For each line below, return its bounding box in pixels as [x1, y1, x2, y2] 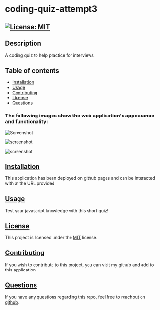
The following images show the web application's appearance [5, 112, 155, 119]
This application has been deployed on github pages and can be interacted [5, 175, 156, 181]
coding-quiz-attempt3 [5, 3, 98, 15]
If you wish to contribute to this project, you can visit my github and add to [5, 262, 154, 268]
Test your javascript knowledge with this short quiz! [5, 208, 108, 213]
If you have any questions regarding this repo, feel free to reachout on [5, 294, 145, 300]
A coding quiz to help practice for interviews [5, 52, 94, 58]
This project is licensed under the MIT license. [5, 234, 98, 240]
